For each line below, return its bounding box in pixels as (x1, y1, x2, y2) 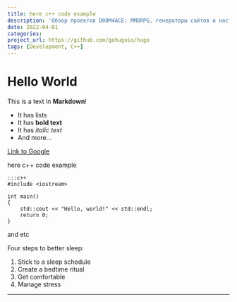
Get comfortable (17, 272, 66, 281)
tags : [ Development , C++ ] (7, 43, 83, 50)
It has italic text (17, 125, 62, 134)
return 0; (20, 211, 49, 219)
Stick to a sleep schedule (17, 257, 91, 266)
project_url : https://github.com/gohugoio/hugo (7, 37, 150, 44)
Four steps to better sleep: (7, 243, 85, 252)
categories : (7, 30, 42, 37)
